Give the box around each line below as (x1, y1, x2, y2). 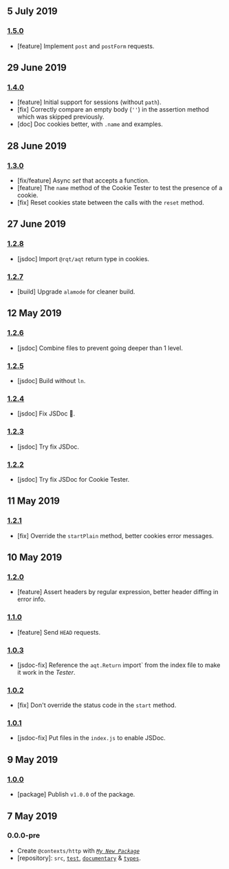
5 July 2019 (7, 6, 58, 17)
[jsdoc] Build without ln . (17, 377, 86, 385)
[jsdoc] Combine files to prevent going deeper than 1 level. (17, 344, 184, 352)
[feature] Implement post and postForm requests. (17, 41, 155, 50)
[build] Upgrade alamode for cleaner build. (17, 287, 135, 296)
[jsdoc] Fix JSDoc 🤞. (17, 409, 76, 418)
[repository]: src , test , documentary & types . (17, 854, 141, 862)
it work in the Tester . (17, 668, 76, 676)
